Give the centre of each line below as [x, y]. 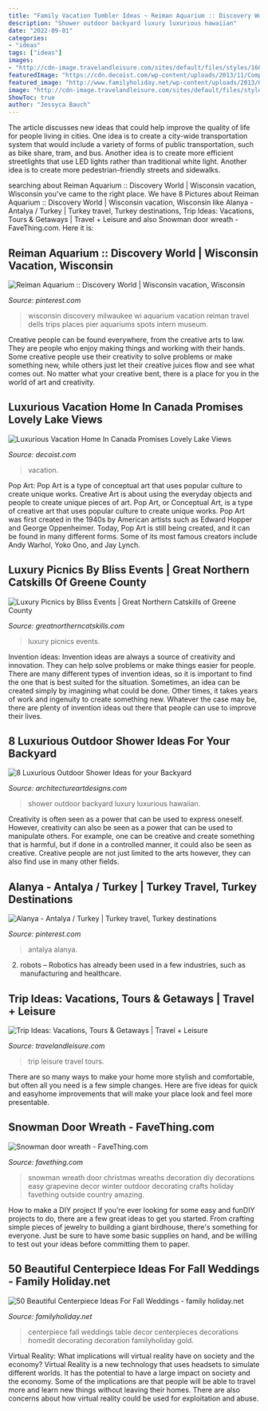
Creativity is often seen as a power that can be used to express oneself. [126, 819]
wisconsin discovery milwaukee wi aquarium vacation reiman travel [138, 316]
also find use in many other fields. [64, 862]
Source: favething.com [46, 1162]
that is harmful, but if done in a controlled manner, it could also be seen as [130, 845]
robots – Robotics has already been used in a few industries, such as [132, 965]
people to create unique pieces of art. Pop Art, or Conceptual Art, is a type [131, 502]
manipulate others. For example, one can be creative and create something [132, 837]
